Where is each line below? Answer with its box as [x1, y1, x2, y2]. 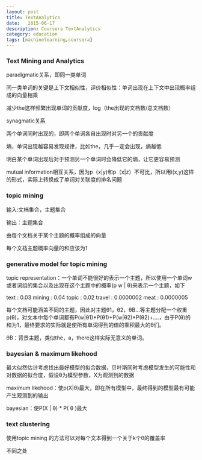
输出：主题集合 [6, 218, 43, 226]
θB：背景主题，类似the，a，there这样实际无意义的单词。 [6, 334, 147, 341]
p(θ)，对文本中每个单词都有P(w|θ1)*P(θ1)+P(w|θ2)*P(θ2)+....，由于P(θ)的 [6, 313, 191, 321]
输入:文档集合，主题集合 [6, 206, 66, 213]
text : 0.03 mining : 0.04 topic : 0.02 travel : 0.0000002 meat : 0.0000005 [6, 294, 188, 301]
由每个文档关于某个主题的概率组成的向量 [6, 232, 106, 239]
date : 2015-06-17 [6, 20, 55, 26]
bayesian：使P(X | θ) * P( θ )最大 [6, 405, 88, 412]
